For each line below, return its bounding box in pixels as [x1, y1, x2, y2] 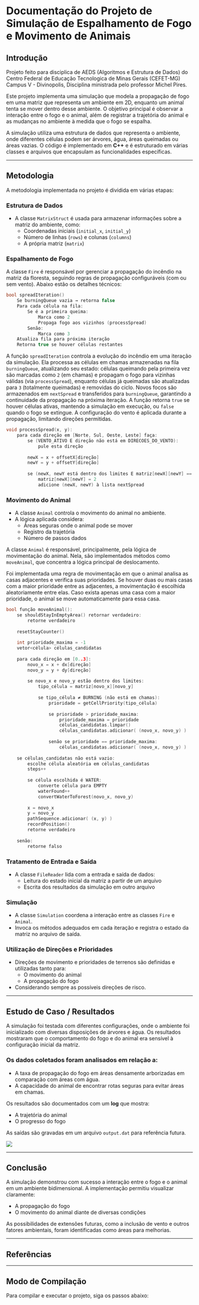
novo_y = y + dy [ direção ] [27, 667, 92, 673]
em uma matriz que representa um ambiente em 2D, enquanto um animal [6, 99, 184, 106]
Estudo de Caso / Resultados [6, 1007, 115, 1017]
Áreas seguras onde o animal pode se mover [23, 522, 133, 529]
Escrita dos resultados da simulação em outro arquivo [23, 883, 155, 891]
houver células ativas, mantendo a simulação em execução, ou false [6, 403, 174, 410]
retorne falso [27, 843, 62, 849]
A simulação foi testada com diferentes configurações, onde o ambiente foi [6, 1023, 190, 1030]
